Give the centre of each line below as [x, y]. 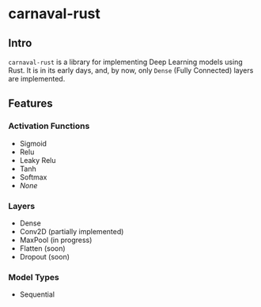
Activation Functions [49, 126]
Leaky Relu [38, 160]
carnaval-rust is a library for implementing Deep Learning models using [125, 62]
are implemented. [37, 79]
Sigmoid [33, 143]
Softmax [33, 177]
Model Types [34, 277]
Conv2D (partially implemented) [72, 231]
